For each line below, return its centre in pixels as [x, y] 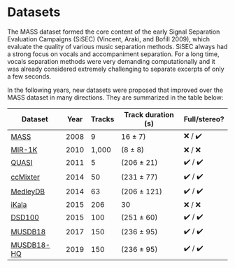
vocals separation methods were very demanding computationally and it [111, 61]
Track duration [149, 114]
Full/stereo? [204, 119]
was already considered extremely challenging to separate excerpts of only [116, 69]
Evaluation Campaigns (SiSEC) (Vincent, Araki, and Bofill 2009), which [108, 39]
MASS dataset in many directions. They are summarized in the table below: [115, 97]
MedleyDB [28, 192]
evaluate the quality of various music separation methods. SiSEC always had [117, 46]
